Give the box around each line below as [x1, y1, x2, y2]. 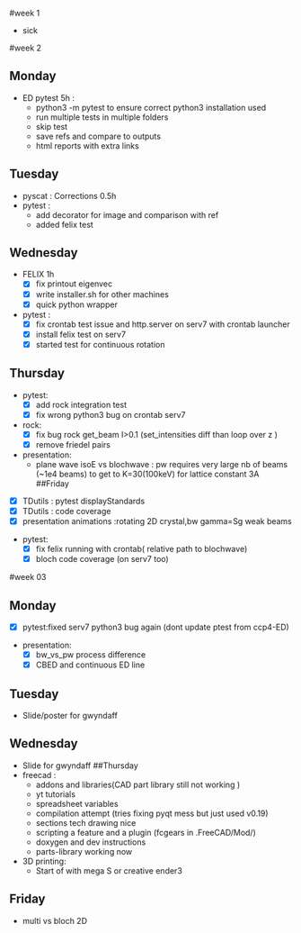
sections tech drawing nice [35, 817, 137, 828]
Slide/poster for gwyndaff [22, 711, 119, 720]
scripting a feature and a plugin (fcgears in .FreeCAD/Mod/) [35, 827, 256, 838]
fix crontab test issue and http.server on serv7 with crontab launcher [35, 319, 290, 330]
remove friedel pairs [35, 439, 111, 449]
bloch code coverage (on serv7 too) [35, 554, 169, 565]
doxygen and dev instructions [35, 837, 146, 847]
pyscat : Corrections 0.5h [22, 190, 117, 201]
